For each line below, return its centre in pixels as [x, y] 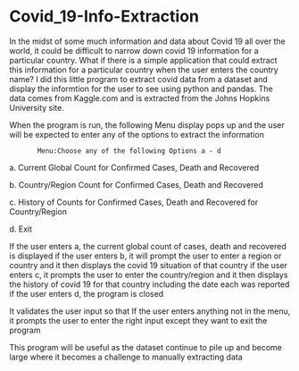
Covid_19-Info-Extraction [104, 17]
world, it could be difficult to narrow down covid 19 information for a [134, 50]
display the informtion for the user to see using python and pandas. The [141, 89]
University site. [37, 107]
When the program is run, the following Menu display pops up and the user [147, 125]
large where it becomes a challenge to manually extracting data [126, 357]
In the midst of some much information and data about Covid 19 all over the [147, 41]
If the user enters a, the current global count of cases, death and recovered [148, 246]
